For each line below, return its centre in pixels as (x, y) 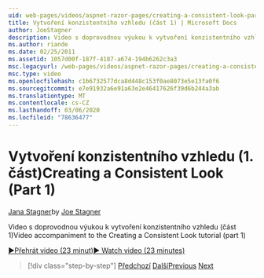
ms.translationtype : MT (47, 96)
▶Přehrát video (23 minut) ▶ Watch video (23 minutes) (97, 250)
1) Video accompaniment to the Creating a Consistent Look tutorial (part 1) (127, 235)
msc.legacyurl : (33, 67)
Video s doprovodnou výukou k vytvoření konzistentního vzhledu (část (123, 227)
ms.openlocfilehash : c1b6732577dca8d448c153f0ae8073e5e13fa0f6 (114, 81)
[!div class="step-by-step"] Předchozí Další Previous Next (120, 265)
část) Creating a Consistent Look (116, 173)
